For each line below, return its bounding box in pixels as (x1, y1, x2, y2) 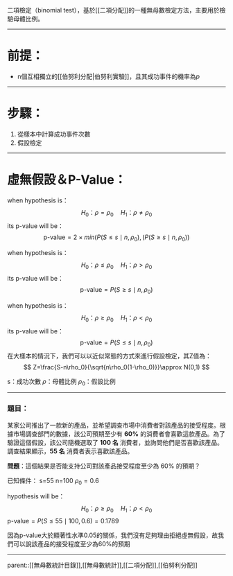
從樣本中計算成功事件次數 (17, 130, 91, 138)
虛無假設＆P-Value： (7, 172, 127, 188)
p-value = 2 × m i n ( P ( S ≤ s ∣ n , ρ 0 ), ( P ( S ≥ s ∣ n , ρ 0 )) (43, 233, 190, 243)
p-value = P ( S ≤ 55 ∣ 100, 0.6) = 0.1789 (7, 517, 119, 525)
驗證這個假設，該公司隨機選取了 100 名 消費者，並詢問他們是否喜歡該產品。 (7, 438, 224, 446)
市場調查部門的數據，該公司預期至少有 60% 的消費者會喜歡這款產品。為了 (12, 429, 225, 438)
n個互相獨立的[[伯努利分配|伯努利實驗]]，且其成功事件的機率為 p (17, 72, 200, 80)
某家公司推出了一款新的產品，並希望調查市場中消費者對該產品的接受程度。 (7, 421, 220, 429)
